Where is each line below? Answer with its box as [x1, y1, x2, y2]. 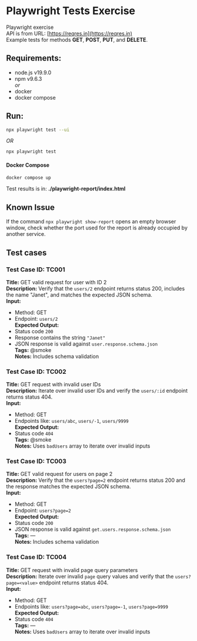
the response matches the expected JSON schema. [6, 483, 131, 490]
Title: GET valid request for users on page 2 [6, 471, 113, 478]
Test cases [6, 248, 47, 258]
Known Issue [6, 202, 55, 212]
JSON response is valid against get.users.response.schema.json [14, 526, 171, 533]
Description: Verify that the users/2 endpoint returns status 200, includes [6, 285, 185, 292]
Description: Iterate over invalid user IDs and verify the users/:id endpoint [6, 387, 188, 395]
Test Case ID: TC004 [6, 553, 67, 561]
